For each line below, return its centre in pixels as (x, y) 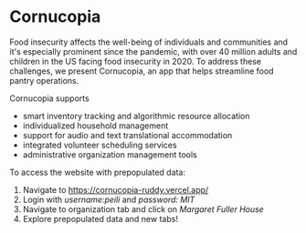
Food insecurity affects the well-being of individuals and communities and (149, 42)
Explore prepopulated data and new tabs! (100, 218)
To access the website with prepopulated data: (97, 172)
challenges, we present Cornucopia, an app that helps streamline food (142, 71)
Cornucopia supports (49, 98)
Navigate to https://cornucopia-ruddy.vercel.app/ (116, 189)
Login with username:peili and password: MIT (109, 199)
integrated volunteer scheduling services (100, 145)
